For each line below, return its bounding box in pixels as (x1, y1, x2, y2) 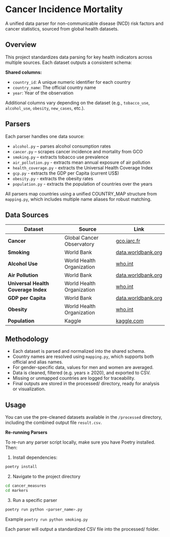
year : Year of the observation (12, 90, 73, 96)
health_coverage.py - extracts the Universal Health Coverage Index (12, 164, 153, 171)
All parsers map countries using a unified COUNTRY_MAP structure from (5, 190, 157, 196)
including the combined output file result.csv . (5, 420, 102, 425)
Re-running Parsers (5, 429, 48, 435)
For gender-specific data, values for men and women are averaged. (12, 364, 154, 371)
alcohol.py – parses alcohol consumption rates (12, 143, 111, 149)
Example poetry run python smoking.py (5, 516, 88, 522)
